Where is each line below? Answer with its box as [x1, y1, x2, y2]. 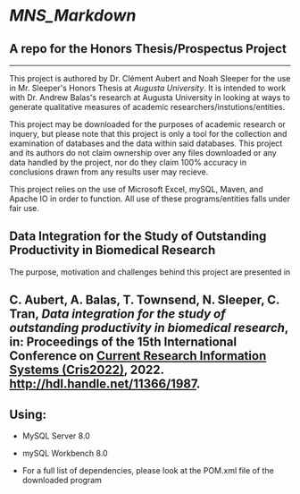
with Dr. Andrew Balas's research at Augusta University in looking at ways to [9, 92, 290, 103]
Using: [9, 406, 47, 422]
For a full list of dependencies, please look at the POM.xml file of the [21, 465, 274, 476]
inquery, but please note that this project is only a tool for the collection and [9, 129, 287, 139]
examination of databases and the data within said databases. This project [9, 138, 283, 149]
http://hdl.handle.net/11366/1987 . [9, 377, 201, 392]
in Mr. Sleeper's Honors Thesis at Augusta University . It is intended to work [9, 82, 287, 93]
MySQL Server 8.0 [21, 430, 91, 441]
